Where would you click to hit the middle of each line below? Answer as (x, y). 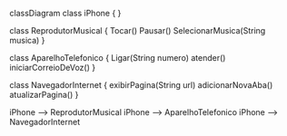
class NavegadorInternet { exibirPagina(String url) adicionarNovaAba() (141, 85)
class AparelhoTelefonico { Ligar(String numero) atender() (118, 58)
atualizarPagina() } (44, 95)
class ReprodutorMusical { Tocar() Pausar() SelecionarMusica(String (138, 30)
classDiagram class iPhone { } (65, 13)
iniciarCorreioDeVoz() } (53, 68)
